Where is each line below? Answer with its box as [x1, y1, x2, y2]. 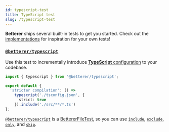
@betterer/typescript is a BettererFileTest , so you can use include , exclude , [5, 116, 164, 122]
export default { [5, 83, 42, 89]
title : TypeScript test [5, 12, 56, 17]
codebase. [5, 64, 28, 70]
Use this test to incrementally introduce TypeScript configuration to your [5, 59, 157, 65]
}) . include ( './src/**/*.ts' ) [14, 102, 76, 107]
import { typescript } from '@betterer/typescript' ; [5, 74, 119, 79]
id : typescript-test [5, 7, 49, 13]
